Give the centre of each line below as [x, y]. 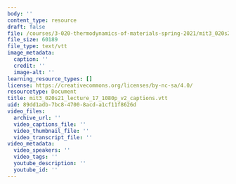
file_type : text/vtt [38, 46]
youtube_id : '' [36, 170]
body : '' [20, 14]
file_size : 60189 [33, 40]
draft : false [26, 27]
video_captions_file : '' [50, 124]
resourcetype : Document [42, 92]
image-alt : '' [34, 72]
